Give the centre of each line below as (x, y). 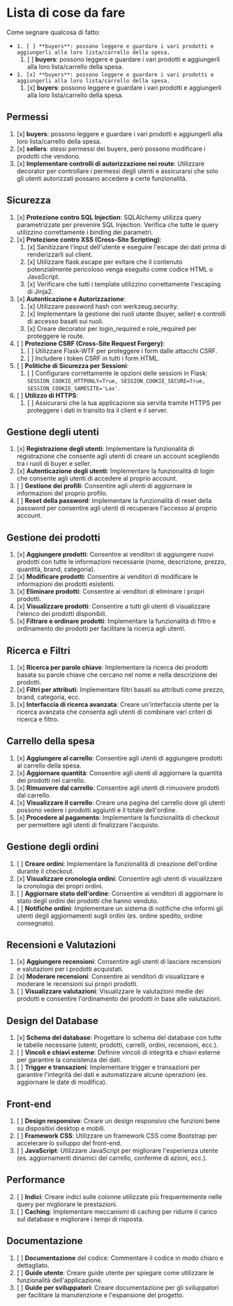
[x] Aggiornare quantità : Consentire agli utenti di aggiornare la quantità (119, 772)
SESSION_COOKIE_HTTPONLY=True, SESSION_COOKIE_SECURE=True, (116, 381)
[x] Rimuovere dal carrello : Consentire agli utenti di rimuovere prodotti (118, 788)
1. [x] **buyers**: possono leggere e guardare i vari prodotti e (115, 75)
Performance (36, 1180)
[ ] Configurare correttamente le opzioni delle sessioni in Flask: (117, 373)
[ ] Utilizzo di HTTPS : (47, 395)
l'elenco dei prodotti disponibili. (62, 614)
